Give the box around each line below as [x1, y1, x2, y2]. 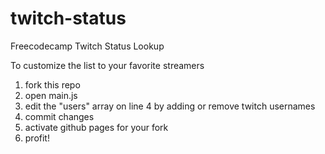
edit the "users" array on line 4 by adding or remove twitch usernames [24, 100, 316, 112]
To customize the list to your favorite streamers [10, 59, 205, 71]
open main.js [24, 89, 78, 101]
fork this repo [24, 78, 81, 91]
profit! [24, 132, 50, 144]
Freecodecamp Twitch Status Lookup [10, 40, 165, 52]
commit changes [24, 110, 95, 122]
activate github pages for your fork [24, 121, 169, 133]
